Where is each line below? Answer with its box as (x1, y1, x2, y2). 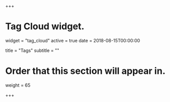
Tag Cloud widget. (5, 21, 85, 32)
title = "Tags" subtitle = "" (5, 47, 60, 54)
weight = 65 (5, 82, 31, 88)
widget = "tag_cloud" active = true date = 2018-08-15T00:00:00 (5, 37, 140, 43)
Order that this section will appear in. (5, 65, 166, 77)
